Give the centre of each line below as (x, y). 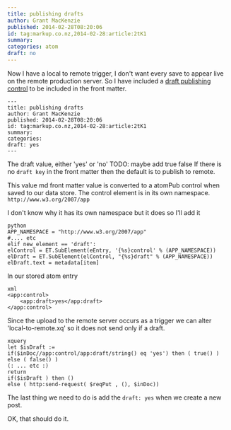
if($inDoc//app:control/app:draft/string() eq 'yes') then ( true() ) (113, 353)
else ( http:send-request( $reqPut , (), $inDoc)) (83, 384)
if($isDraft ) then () (41, 378)
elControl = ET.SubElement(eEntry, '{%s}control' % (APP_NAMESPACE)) (112, 250)
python (17, 226)
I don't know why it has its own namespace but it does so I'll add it (104, 212)
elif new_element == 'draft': (52, 244)
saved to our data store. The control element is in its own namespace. (109, 192)
